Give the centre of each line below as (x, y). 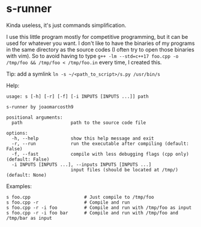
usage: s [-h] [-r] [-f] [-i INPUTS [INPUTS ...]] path (77, 96)
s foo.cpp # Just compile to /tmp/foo (80, 197)
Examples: (19, 186)
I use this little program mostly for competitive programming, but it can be (97, 37)
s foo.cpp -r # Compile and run (68, 202)
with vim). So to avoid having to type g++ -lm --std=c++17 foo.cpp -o (92, 56)
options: (17, 133)
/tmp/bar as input (29, 218)
